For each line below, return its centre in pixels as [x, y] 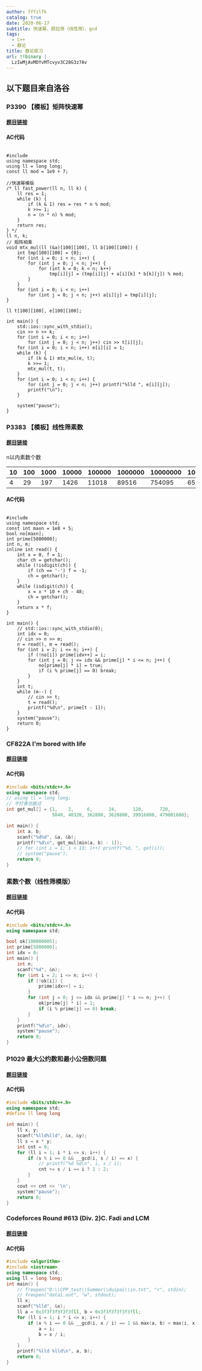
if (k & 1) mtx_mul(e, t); [62, 358]
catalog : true [24, 17]
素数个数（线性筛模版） [40, 881]
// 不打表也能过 [24, 804]
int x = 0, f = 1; [40, 555]
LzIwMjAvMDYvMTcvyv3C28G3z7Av [49, 62]
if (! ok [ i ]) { [45, 981]
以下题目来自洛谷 [38, 88]
